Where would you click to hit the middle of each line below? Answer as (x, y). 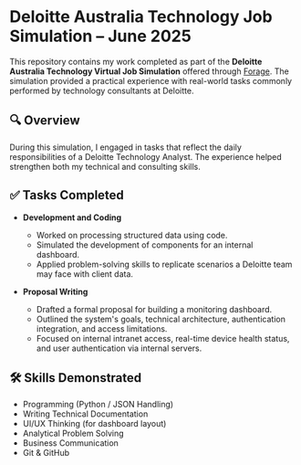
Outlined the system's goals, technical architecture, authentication (161, 319)
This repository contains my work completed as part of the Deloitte (136, 61)
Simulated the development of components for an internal (145, 245)
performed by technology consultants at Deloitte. (102, 90)
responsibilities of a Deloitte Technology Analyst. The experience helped (146, 156)
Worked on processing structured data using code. (132, 235)
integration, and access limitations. (102, 328)
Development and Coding (72, 217)
